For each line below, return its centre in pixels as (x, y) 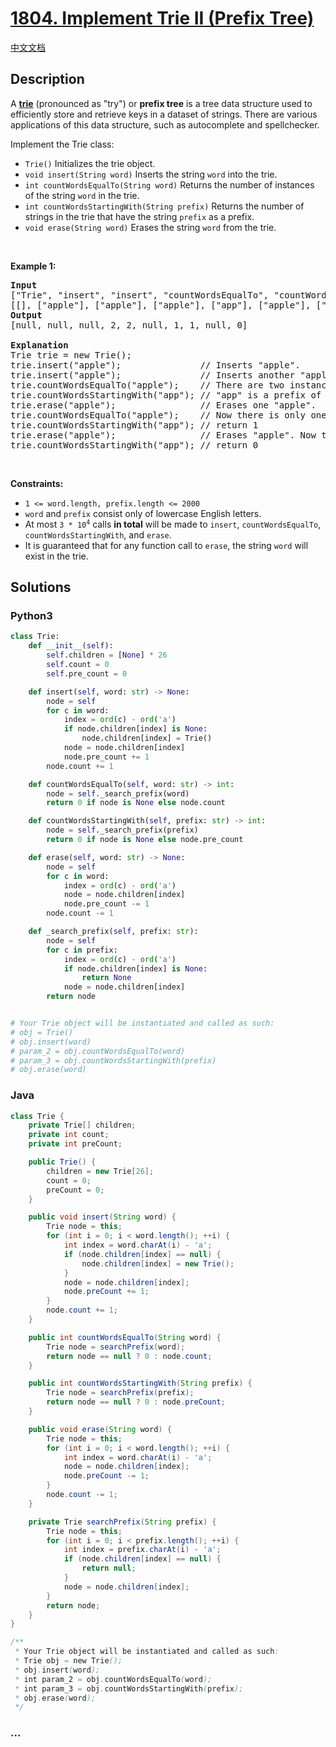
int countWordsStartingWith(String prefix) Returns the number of (164, 206)
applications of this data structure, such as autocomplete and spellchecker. (165, 124)
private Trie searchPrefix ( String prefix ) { (122, 1522)
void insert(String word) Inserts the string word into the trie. (151, 174)
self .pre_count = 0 (87, 673)
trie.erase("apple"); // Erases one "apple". (163, 405)
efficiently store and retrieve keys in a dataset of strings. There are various (164, 114)
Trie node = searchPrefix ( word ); (116, 1347)
